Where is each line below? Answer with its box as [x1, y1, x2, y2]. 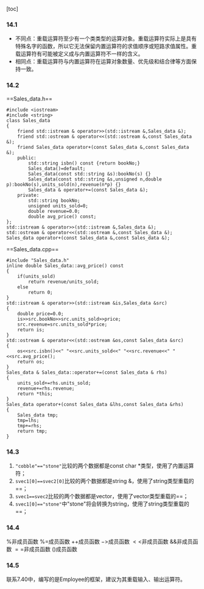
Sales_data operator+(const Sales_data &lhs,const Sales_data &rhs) [6, 401, 184, 407]
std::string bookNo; [28, 198, 80, 204]
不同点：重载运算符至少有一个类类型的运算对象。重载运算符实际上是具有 [15, 35, 197, 42]
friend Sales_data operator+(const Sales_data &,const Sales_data [17, 144, 189, 150]
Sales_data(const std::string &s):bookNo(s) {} [28, 171, 151, 177]
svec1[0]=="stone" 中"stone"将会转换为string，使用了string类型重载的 [15, 500, 190, 507]
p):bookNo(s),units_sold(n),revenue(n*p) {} [6, 181, 121, 188]
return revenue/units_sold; [28, 279, 99, 285]
